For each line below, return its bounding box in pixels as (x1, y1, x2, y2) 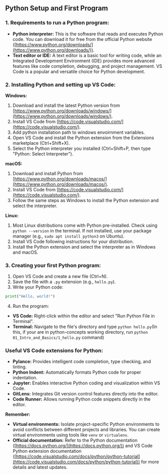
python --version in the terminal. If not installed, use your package (12, 227, 152, 233)
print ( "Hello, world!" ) (5, 294, 55, 299)
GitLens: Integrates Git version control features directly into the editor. (12, 391, 159, 397)
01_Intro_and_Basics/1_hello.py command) (12, 334, 104, 341)
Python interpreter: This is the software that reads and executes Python (12, 30, 163, 37)
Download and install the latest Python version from (12, 102, 120, 108)
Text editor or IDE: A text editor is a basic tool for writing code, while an (12, 52, 162, 58)
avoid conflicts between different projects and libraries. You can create (12, 426, 160, 432)
